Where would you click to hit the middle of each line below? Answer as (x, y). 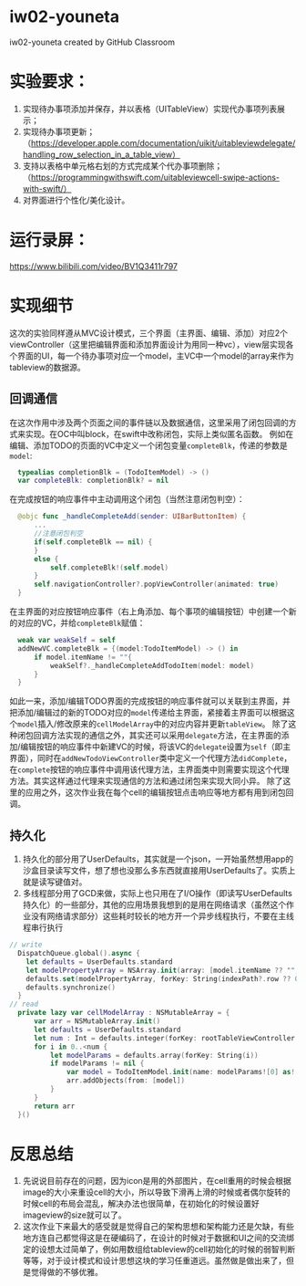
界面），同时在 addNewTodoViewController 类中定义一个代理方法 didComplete (147, 758)
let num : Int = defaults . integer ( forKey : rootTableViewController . (166, 1038)
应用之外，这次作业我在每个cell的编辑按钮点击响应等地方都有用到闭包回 (159, 792)
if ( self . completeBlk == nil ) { (93, 542)
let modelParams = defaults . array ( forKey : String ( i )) (154, 1055)
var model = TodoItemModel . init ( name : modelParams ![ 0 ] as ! (181, 1072)
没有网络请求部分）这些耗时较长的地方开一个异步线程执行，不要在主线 (162, 916)
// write (26, 945)
